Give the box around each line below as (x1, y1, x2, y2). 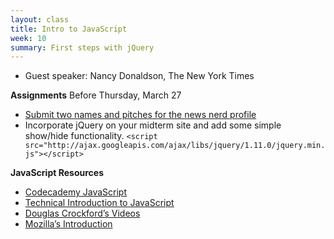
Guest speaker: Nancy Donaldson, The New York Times (24, 70, 255, 82)
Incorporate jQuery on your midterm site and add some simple (24, 119, 282, 131)
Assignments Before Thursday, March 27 (10, 89, 182, 101)
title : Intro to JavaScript (10, 24, 128, 34)
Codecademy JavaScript (24, 186, 127, 198)
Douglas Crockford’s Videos (24, 207, 141, 220)
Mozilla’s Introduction (24, 218, 113, 230)
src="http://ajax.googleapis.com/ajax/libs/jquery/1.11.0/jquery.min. (24, 141, 326, 151)
